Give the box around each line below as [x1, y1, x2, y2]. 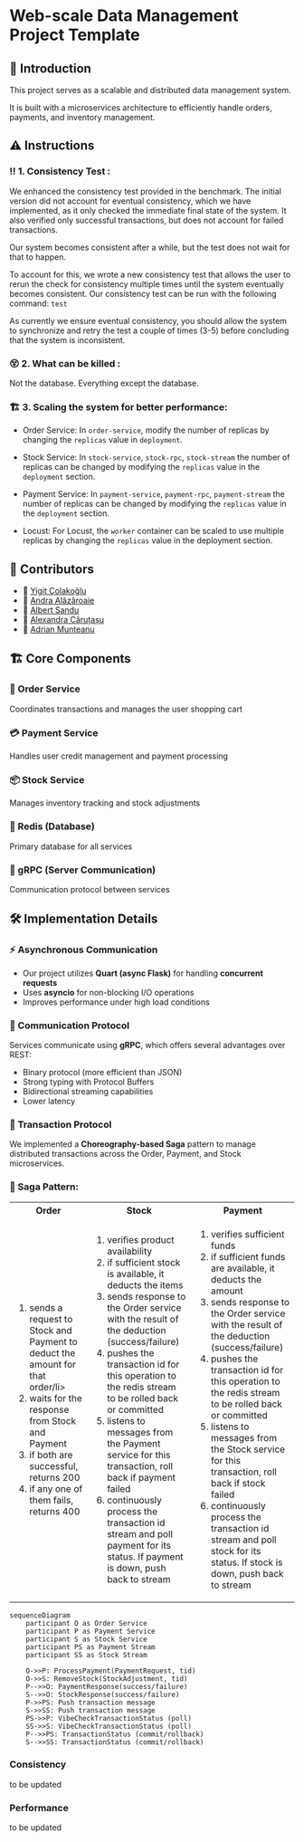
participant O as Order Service [25, 1618, 147, 1627]
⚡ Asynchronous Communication [9, 943, 158, 956]
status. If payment [107, 1550, 184, 1562]
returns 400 [29, 1504, 81, 1517]
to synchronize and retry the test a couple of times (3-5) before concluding [9, 325, 290, 336]
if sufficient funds [211, 1250, 286, 1263]
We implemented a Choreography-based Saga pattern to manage [9, 1139, 256, 1150]
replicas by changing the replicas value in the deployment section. [22, 535, 273, 546]
